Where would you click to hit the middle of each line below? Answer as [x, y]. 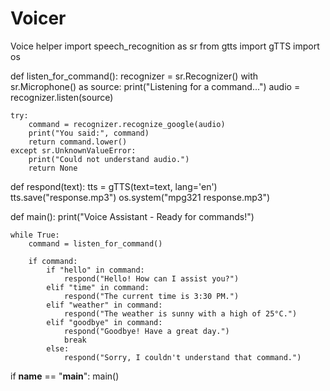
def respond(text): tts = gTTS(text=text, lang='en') [114, 186]
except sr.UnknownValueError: [73, 150]
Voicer [38, 18]
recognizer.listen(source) [62, 97]
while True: [35, 235]
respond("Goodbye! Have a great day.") [146, 331]
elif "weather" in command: [104, 305]
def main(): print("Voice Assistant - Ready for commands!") [132, 216]
